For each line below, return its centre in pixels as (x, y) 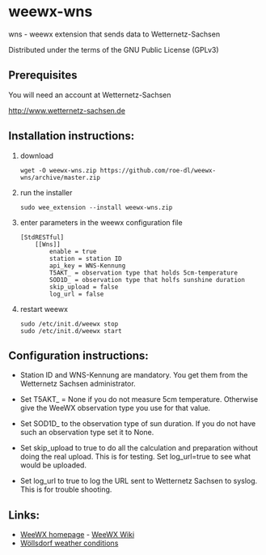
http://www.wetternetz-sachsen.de (67, 110)
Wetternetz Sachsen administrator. (78, 384)
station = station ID (86, 258)
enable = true (73, 251)
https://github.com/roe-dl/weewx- (158, 170)
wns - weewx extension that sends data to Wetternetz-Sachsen (114, 34)
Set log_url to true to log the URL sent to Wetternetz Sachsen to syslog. (139, 481)
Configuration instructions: (79, 355)
